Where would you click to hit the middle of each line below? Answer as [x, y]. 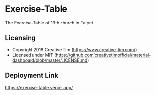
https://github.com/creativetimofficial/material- [103, 55]
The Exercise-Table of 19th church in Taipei [49, 23]
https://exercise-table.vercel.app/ [39, 87]
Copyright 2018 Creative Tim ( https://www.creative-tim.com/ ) [75, 49]
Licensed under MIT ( [34, 55]
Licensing [20, 38]
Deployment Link [31, 76]
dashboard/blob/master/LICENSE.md [50, 60]
